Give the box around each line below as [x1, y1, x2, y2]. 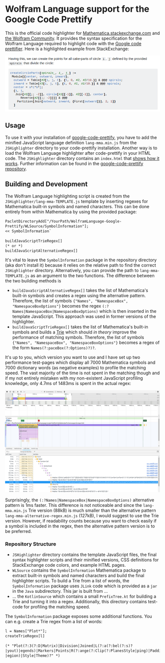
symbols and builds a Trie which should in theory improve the [12, 329, 137, 335]
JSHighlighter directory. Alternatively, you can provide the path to [5, 267, 139, 273]
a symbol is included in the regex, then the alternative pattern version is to [5, 523, 155, 529]
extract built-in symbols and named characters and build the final [12, 573, 145, 579]
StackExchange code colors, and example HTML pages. [12, 562, 126, 568]
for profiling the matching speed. [24, 604, 90, 610]
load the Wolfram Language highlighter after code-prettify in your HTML [5, 150, 151, 156]
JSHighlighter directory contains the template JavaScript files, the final [12, 552, 157, 558]
